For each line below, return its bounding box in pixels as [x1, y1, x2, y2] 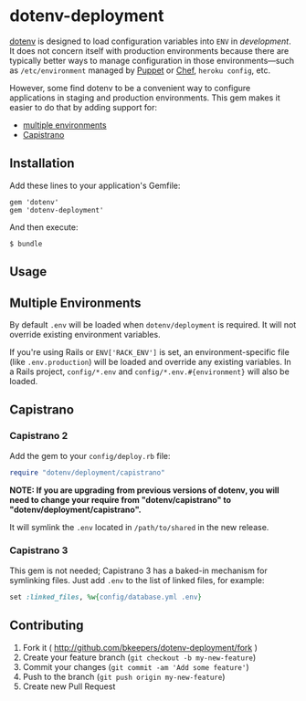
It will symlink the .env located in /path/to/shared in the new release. [9, 521, 269, 532]
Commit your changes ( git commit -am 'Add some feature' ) [22, 661, 249, 672]
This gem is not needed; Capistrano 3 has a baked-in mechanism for [9, 565, 268, 576]
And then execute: [9, 221, 79, 233]
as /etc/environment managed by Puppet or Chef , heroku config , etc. [9, 65, 271, 76]
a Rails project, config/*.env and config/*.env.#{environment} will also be [9, 366, 290, 377]
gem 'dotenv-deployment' [9, 205, 104, 214]
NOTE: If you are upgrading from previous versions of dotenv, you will [9, 485, 280, 496]
